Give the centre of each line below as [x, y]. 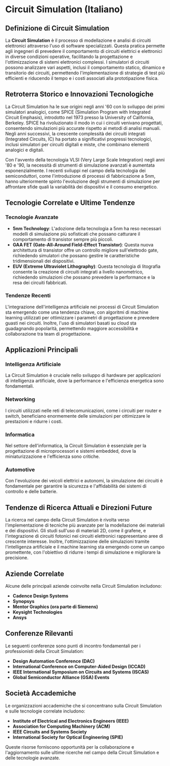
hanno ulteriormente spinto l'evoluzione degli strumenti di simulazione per [83, 181]
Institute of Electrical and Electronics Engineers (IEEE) [71, 721]
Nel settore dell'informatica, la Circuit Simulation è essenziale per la [76, 446]
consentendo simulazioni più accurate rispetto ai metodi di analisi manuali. [83, 128]
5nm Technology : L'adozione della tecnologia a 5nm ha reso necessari [87, 228]
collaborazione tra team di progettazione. [48, 334]
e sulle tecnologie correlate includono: [45, 711]
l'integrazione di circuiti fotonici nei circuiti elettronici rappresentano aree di [84, 536]
